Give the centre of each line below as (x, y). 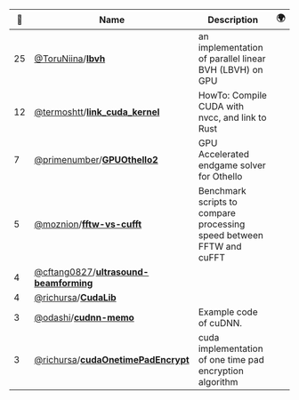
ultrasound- (122, 272)
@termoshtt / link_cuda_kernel (97, 112)
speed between (231, 235)
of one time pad (231, 360)
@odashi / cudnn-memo (85, 317)
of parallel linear (232, 59)
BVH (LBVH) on (230, 70)
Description (233, 20)
